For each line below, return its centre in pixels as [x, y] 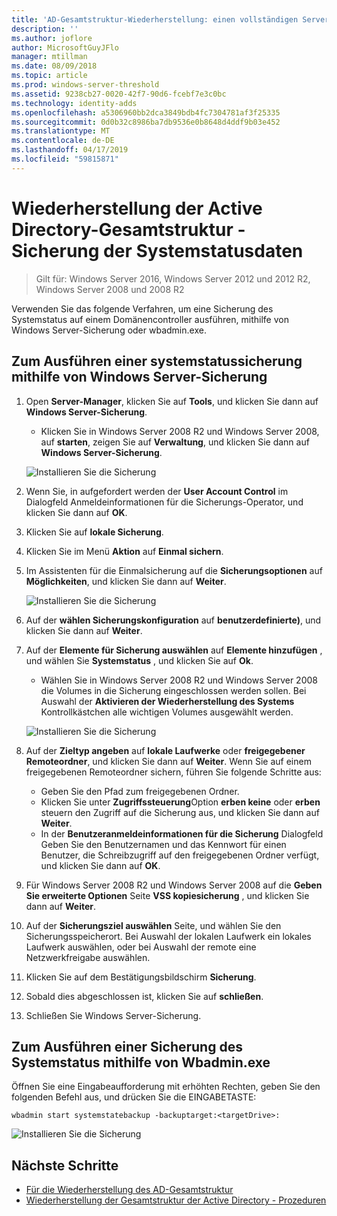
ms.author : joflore [52, 38]
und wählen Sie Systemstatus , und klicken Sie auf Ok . [139, 660]
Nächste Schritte [65, 1165]
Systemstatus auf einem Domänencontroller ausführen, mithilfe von [150, 319]
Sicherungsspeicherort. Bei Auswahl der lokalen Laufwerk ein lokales [168, 936]
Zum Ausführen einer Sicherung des [127, 1046]
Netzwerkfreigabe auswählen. [88, 957]
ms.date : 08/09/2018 [54, 66]
